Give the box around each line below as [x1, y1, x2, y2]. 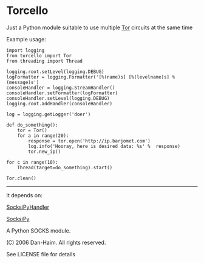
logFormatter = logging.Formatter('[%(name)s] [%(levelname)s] [6, 74, 170, 80]
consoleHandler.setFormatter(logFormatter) [6, 89, 118, 96]
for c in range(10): [6, 159, 59, 165]
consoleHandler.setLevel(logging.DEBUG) [6, 95, 110, 101]
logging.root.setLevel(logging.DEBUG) [6, 68, 104, 75]
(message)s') [6, 79, 39, 85]
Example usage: [6, 35, 47, 43]
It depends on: [6, 191, 42, 198]
